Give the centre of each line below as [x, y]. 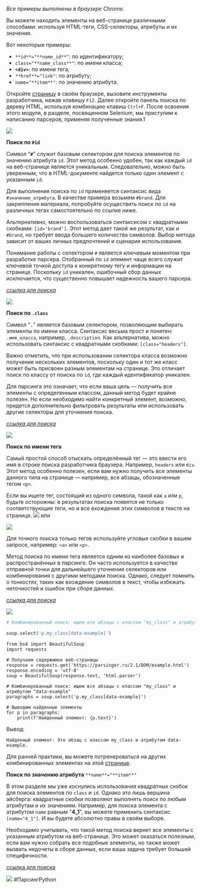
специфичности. [27, 855]
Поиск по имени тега [34, 447]
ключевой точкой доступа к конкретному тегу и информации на [89, 265]
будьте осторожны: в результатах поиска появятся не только [85, 502]
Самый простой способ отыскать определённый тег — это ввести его [96, 458]
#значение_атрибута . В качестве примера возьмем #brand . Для [86, 197]
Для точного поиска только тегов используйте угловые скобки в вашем [99, 538]
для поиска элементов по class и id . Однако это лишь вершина [88, 792]
